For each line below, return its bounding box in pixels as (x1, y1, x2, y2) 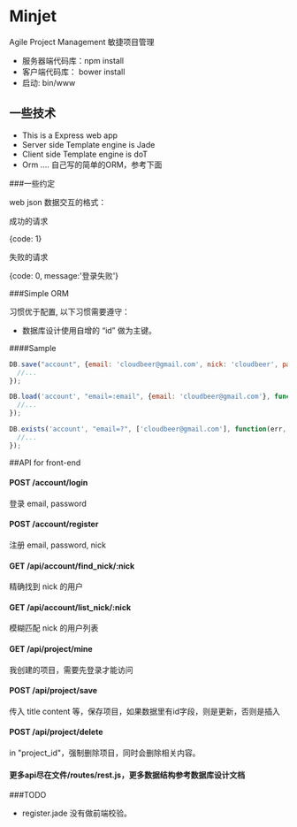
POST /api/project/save (9, 685, 98, 696)
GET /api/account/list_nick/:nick (9, 601, 132, 612)
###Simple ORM (9, 287, 69, 298)
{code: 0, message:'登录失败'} (9, 270, 119, 280)
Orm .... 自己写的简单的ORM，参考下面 (21, 159, 163, 170)
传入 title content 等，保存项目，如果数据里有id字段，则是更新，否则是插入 (9, 706, 280, 716)
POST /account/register (9, 519, 99, 530)
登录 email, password (9, 498, 87, 509)
